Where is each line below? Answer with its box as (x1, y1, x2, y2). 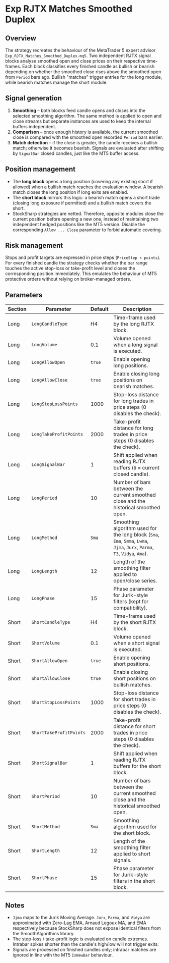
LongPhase (31, 596, 55, 601)
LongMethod (31, 535, 58, 541)
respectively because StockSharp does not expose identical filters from (12, 925, 161, 931)
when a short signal (113, 639, 160, 647)
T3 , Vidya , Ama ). (113, 550, 148, 557)
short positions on (113, 675, 156, 682)
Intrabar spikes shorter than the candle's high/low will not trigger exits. (12, 941, 159, 947)
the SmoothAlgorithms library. (12, 931, 75, 937)
